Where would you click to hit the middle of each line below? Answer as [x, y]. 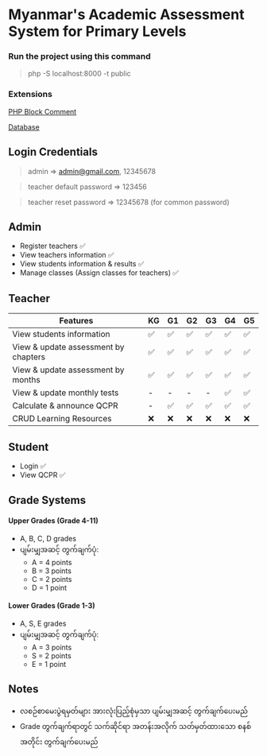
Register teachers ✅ [52, 246]
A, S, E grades [43, 623]
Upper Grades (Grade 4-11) [53, 521]
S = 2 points [51, 655]
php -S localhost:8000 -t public [79, 74]
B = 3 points [51, 571]
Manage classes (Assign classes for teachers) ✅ [99, 273]
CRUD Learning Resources [62, 419]
